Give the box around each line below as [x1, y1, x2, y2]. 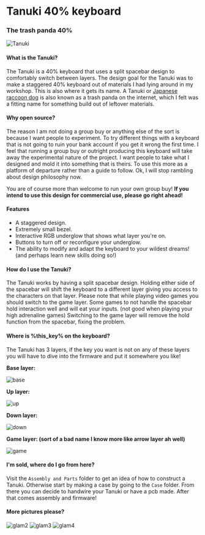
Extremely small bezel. [15, 226, 72, 233]
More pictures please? [6, 508, 65, 515]
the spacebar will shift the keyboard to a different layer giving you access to [6, 286, 198, 293]
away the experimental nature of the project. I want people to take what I [6, 153, 190, 161]
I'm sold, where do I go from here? [6, 461, 95, 468]
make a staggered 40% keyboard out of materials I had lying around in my [6, 81, 194, 88]
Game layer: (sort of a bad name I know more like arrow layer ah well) [6, 435, 185, 443]
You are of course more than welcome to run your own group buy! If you [6, 185, 189, 192]
